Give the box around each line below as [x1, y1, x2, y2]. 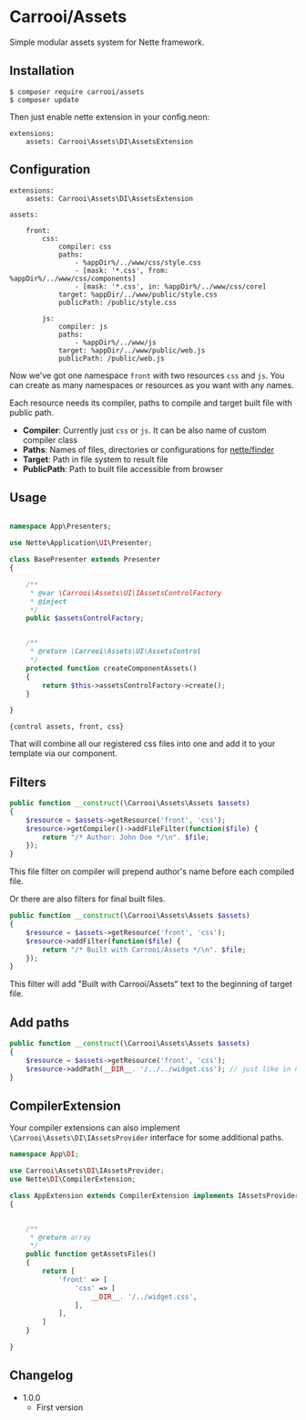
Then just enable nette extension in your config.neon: [9, 111, 210, 122]
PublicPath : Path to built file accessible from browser [22, 463, 224, 474]
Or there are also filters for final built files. [9, 893, 166, 905]
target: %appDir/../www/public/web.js [57, 345, 206, 355]
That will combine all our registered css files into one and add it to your [9, 738, 276, 750]
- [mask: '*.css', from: [74, 266, 169, 275]
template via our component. [9, 748, 118, 759]
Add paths [9, 1015, 70, 1030]
